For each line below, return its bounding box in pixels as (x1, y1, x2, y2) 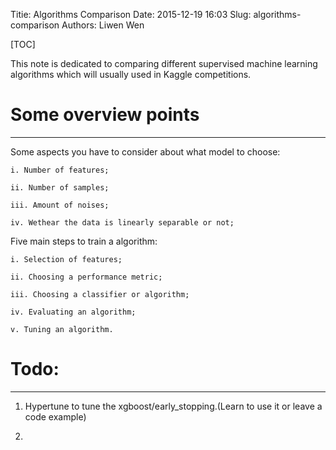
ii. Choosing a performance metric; (10, 272, 163, 282)
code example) (24, 410, 87, 423)
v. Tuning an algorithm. (10, 324, 114, 334)
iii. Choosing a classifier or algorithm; (10, 289, 190, 299)
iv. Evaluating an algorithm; (10, 307, 137, 317)
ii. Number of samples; (10, 182, 110, 193)
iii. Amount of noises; (10, 200, 110, 210)
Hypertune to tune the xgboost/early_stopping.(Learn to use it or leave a (24, 400, 323, 412)
